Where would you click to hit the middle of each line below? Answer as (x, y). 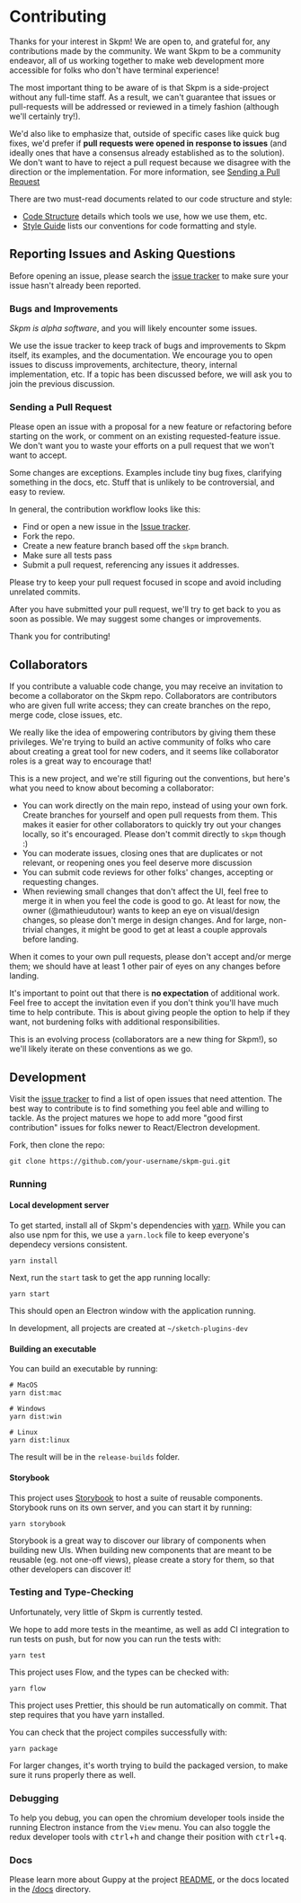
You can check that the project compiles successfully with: (118, 1732)
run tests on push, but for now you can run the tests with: (115, 1639)
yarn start (30, 1294)
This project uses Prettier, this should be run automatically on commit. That (148, 1705)
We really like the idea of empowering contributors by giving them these (143, 733)
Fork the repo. (49, 536)
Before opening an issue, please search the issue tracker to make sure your (149, 275)
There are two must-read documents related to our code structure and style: (151, 199)
